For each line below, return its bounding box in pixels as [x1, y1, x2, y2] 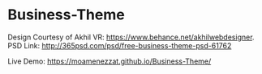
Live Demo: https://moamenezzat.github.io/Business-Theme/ [7, 56, 212, 66]
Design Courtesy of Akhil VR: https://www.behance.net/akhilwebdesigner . [7, 32, 255, 42]
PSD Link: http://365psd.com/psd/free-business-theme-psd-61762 [7, 40, 232, 50]
